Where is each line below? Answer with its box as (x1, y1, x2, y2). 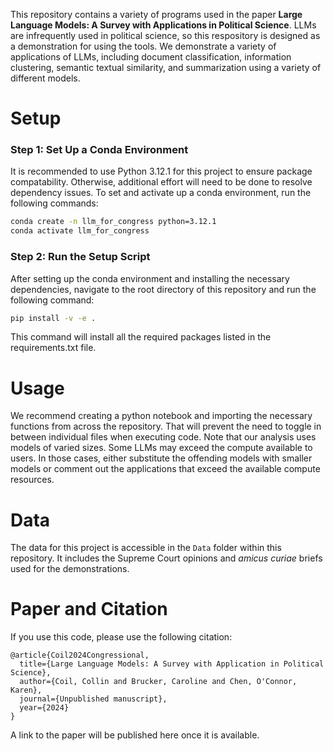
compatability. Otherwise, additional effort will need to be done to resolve (10, 176, 313, 188)
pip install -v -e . (10, 313, 97, 323)
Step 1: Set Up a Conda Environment (10, 143, 189, 157)
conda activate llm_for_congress (10, 226, 150, 236)
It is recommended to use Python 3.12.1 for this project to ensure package (10, 165, 313, 178)
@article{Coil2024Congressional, (10, 650, 150, 661)
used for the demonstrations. (10, 563, 130, 575)
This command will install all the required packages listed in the (10, 331, 272, 343)
